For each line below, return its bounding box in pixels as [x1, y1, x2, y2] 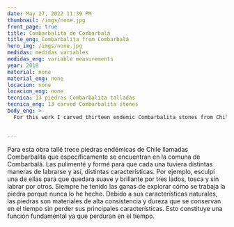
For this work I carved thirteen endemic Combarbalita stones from [13, 113, 214, 120]
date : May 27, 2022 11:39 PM [7, 10, 92, 17]
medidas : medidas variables [7, 49, 89, 56]
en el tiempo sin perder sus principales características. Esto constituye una [7, 204, 223, 212]
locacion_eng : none [7, 88, 64, 95]
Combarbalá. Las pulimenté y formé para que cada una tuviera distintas [7, 159, 213, 168]
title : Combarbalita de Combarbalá [7, 29, 111, 37]
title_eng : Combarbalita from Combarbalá [7, 36, 130, 43]
